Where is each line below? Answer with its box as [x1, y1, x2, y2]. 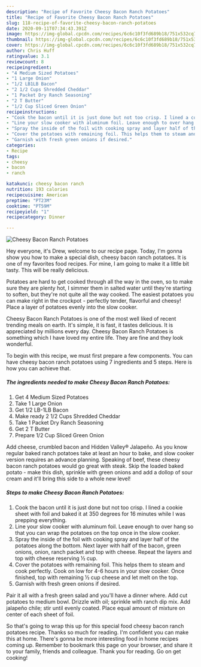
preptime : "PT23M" [6, 197, 52, 203]
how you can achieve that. [6, 365, 71, 372]
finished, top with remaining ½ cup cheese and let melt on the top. [14, 574, 178, 581]
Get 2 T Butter [14, 425, 50, 433]
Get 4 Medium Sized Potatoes [14, 394, 89, 401]
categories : [6, 142, 36, 148]
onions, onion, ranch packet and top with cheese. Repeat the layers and [14, 549, 192, 556]
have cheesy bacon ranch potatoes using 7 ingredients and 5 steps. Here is [6, 358, 193, 366]
